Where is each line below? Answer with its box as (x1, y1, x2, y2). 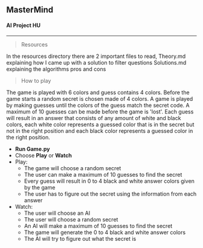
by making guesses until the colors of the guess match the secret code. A (6, 101, 190, 109)
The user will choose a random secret (24, 215, 118, 223)
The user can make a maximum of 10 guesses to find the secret (24, 171, 182, 178)
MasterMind (6, 5, 53, 15)
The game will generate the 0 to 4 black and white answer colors (24, 229, 186, 236)
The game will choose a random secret (24, 164, 121, 171)
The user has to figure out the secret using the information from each (24, 190, 197, 197)
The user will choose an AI (24, 209, 91, 217)
